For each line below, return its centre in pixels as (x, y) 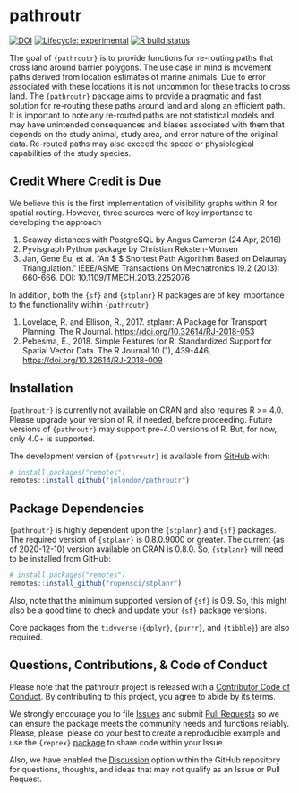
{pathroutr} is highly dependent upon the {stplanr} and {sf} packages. (143, 530)
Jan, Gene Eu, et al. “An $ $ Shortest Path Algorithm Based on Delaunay (155, 258)
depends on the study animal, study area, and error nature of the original (143, 134)
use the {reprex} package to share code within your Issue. (117, 742)
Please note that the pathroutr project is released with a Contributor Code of (150, 686)
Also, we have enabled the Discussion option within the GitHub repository (145, 760)
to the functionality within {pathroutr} (79, 304)
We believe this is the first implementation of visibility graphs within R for (143, 203)
